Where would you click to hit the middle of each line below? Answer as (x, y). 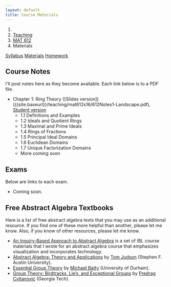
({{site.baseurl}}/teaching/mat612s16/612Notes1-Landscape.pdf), (82, 105)
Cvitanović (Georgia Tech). (41, 278)
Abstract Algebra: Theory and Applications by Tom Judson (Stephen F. (87, 257)
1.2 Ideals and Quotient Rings (51, 121)
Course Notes (28, 71)
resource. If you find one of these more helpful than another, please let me (84, 225)
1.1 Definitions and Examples (50, 115)
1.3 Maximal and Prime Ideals (51, 126)
